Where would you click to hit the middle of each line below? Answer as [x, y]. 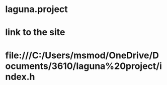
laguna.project [36, 9]
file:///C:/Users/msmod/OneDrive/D [82, 55]
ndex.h [20, 77]
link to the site [35, 32]
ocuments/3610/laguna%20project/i [84, 66]
